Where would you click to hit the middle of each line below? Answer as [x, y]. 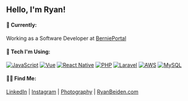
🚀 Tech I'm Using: [28, 52]
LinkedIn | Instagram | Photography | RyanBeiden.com [72, 92]
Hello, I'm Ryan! [36, 10]
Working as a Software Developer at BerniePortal [66, 38]
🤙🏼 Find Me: [21, 78]
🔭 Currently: [21, 25]
